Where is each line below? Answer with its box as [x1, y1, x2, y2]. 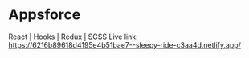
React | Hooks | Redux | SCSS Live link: [8, 32, 138, 41]
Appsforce [8, 6, 81, 24]
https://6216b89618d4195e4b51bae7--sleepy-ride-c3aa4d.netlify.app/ [8, 40, 241, 49]
